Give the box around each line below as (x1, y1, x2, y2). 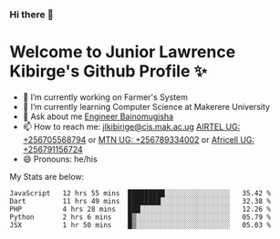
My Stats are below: (9, 171, 85, 182)
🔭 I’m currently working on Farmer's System (22, 91, 189, 103)
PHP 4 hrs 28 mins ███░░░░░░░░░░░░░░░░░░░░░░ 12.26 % (9, 204, 272, 214)
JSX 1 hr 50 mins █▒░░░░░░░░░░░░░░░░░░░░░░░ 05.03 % (9, 220, 272, 230)
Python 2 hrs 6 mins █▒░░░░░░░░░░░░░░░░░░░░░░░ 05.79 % (9, 213, 272, 222)
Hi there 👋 (9, 8, 55, 21)
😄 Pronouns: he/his (22, 154, 98, 164)
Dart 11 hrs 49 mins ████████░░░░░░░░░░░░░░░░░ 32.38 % (9, 196, 272, 205)
